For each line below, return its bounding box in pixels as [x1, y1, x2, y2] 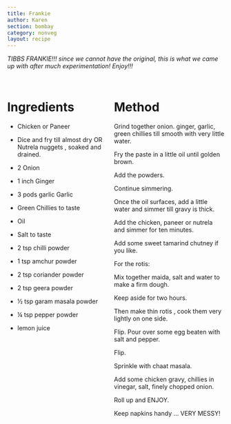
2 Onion [17, 163, 40, 172]
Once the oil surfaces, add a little [113, 198, 208, 206]
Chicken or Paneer [17, 122, 70, 131]
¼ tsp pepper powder [17, 311, 79, 319]
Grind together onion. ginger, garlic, [113, 122, 216, 131]
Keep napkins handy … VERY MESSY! [113, 410, 221, 418]
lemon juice [17, 324, 50, 332]
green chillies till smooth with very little [113, 130, 225, 138]
